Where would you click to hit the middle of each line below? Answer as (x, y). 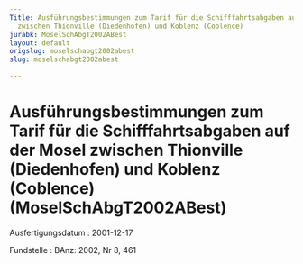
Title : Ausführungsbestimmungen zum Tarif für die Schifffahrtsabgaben (147, 18)
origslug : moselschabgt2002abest (72, 51)
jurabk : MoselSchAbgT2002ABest (68, 34)
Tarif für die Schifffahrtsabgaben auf (150, 131)
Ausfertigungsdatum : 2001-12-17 (71, 232)
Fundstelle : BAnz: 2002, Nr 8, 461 (73, 250)
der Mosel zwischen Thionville (126, 150)
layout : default (40, 43)
